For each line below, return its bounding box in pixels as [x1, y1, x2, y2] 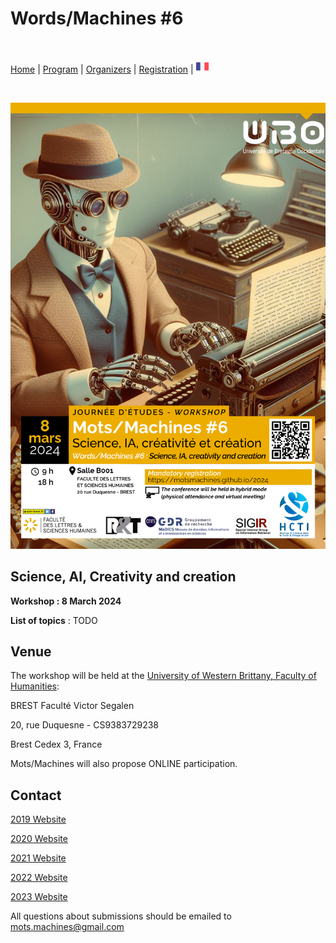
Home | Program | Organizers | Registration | [10, 63, 194, 75]
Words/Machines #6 [10, 7, 184, 30]
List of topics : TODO [10, 614, 98, 626]
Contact [10, 787, 62, 804]
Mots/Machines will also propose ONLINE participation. [10, 758, 238, 770]
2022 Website [10, 872, 68, 884]
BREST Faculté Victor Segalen [10, 700, 135, 712]
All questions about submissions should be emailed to [10, 910, 232, 922]
